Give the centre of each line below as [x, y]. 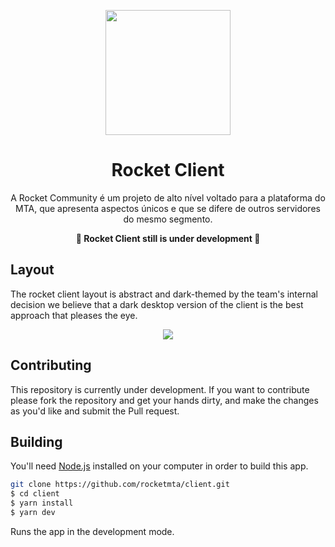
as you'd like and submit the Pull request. [95, 411]
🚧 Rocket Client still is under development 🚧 [168, 238]
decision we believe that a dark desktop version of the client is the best [157, 304]
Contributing [51, 365]
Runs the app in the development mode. [92, 531]
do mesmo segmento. [168, 219]
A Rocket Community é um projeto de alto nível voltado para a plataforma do [168, 197]
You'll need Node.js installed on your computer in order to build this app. [159, 466]
